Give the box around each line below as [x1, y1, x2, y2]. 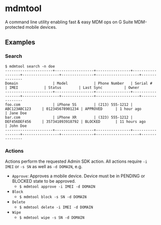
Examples [5, 38, 35, 47]
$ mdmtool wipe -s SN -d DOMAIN [19, 215, 85, 220]
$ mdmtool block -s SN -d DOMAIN [19, 194, 87, 199]
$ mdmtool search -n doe [5, 64, 55, 69]
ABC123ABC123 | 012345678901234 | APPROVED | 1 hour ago [5, 106, 142, 111]
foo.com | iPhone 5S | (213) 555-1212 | [5, 102, 133, 107]
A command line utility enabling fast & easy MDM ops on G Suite [5, 19, 133, 25]
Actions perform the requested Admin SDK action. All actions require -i [5, 158, 147, 164]
